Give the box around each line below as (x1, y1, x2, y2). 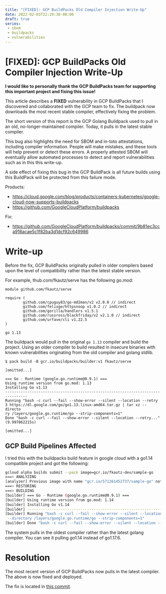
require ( (5, 296, 26, 300)
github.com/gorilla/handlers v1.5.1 (23, 308, 98, 313)
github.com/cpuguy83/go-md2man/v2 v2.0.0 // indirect (23, 299, 136, 305)
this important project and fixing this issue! (5, 88, 96, 94)
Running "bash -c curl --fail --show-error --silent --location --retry (5, 398, 158, 403)
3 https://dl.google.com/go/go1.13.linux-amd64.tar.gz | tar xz (5, 402, 140, 407)
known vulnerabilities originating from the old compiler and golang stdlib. (5, 349, 154, 355)
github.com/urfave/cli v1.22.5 (23, 317, 87, 322)
